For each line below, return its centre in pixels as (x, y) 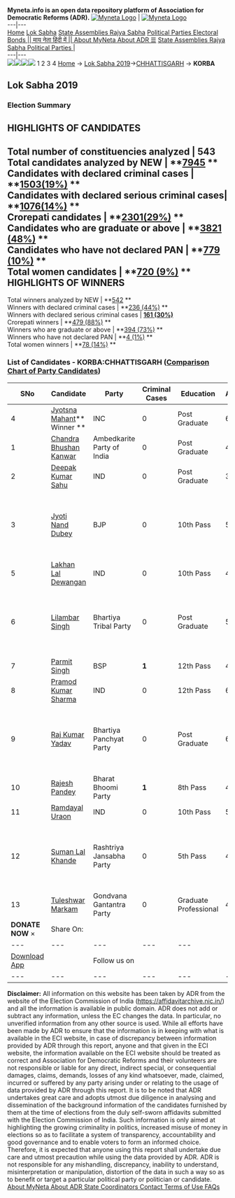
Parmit (62, 662)
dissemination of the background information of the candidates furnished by (117, 1105)
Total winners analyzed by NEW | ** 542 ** (69, 299)
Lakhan (63, 564)
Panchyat (109, 739)
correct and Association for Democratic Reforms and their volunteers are (112, 1060)
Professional (198, 908)
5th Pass (192, 856)
